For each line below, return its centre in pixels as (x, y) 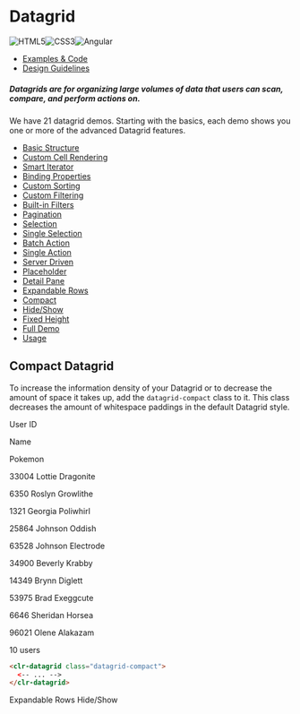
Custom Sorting (51, 185)
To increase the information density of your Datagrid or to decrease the (141, 388)
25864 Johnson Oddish (53, 528)
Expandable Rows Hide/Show (64, 700)
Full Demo (41, 328)
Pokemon (27, 459)
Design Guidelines (56, 68)
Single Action (47, 252)
